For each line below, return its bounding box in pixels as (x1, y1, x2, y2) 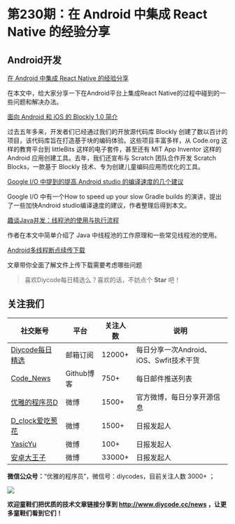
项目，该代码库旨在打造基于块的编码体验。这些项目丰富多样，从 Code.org (7, 136, 220, 145)
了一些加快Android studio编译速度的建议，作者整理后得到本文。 (7, 201, 191, 209)
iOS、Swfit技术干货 (136, 355, 200, 365)
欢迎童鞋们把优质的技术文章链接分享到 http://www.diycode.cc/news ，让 (7, 499, 221, 509)
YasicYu (10, 439, 37, 449)
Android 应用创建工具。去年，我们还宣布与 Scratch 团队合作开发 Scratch (7, 154, 217, 162)
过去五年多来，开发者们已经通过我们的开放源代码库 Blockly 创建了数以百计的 (7, 128, 228, 135)
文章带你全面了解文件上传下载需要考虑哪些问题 (7, 261, 142, 269)
